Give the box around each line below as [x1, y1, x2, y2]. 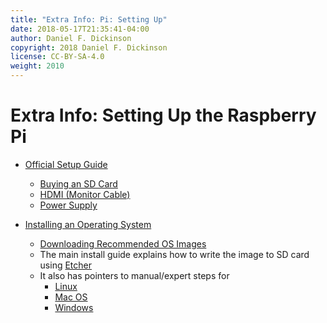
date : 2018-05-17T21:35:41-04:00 [10, 24, 150, 34]
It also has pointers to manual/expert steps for [39, 269, 230, 281]
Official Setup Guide [24, 158, 108, 170]
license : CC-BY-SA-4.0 [10, 52, 105, 62]
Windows [54, 301, 94, 313]
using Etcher [39, 259, 93, 271]
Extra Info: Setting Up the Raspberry [10, 104, 317, 127]
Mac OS [54, 291, 88, 303]
